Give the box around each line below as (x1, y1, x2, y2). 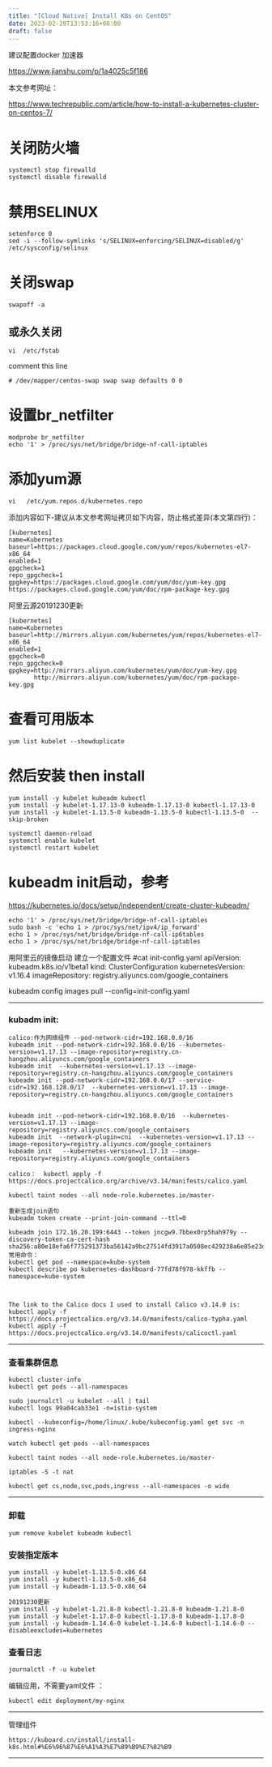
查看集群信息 (8, 1357, 59, 1368)
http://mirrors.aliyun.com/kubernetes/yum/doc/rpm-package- (33, 674, 241, 682)
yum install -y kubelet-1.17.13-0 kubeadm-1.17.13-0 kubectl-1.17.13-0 (8, 801, 255, 809)
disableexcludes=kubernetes (8, 1626, 104, 1634)
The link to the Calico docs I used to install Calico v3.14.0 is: (8, 1300, 241, 1309)
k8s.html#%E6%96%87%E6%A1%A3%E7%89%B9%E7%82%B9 (8, 1743, 172, 1752)
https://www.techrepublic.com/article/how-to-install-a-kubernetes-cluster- (8, 99, 260, 109)
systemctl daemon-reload (8, 829, 92, 837)
